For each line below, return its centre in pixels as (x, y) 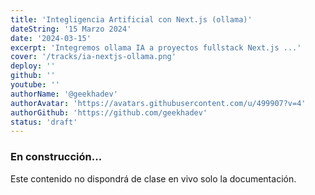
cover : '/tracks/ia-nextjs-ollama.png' (93, 57)
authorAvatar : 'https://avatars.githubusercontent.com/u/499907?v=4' (158, 103)
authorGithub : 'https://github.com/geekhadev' (109, 112)
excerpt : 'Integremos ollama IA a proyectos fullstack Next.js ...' (156, 47)
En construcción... (56, 157)
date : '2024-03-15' (51, 38)
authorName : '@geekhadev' (64, 94)
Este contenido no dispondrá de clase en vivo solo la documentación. (153, 178)
